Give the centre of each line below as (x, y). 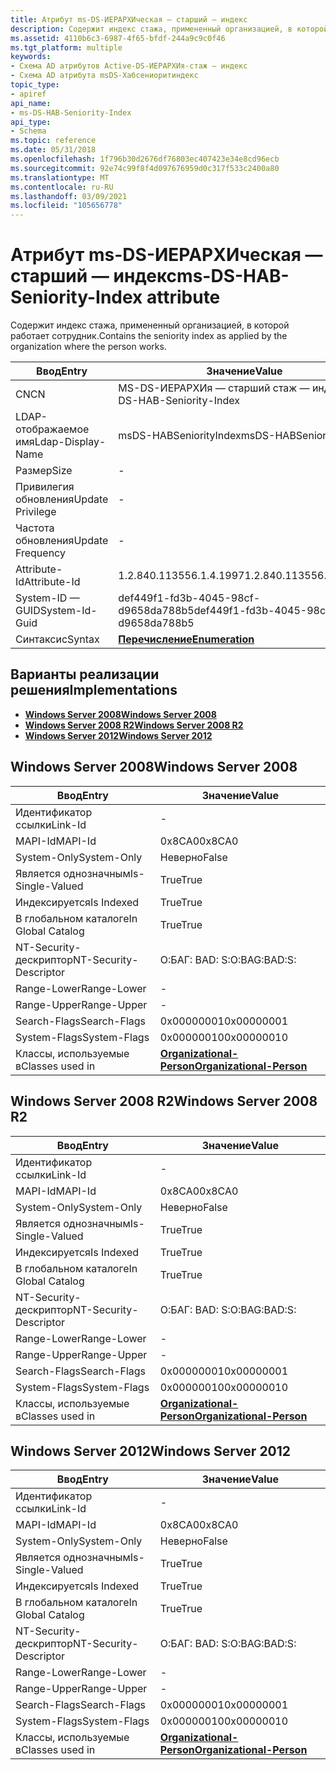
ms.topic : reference (53, 141)
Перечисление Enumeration (186, 639)
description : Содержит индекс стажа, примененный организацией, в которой (169, 29)
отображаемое (52, 429)
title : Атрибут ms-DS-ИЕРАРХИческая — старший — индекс (129, 19)
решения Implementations (94, 690)
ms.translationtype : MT (60, 177)
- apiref (28, 94)
